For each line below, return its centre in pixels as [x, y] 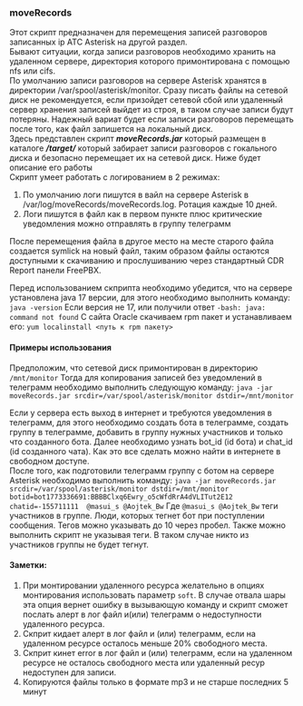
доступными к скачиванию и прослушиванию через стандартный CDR [147, 261]
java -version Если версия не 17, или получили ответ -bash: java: [137, 307]
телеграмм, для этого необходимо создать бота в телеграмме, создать [149, 422]
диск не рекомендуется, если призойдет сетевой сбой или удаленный [147, 100]
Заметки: [28, 565]
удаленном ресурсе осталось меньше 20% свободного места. [145, 643]
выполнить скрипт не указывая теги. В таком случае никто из [129, 534]
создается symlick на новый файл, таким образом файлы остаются [139, 251]
